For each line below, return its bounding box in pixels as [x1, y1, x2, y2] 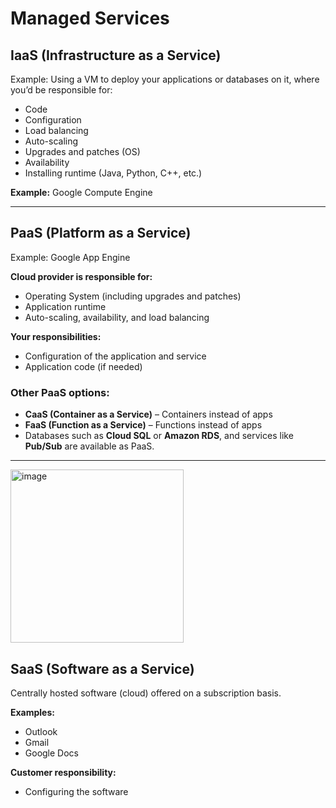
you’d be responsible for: [10, 84, 113, 96]
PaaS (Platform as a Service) [10, 225, 192, 242]
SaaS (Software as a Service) [10, 660, 195, 677]
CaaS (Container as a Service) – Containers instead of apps [24, 408, 273, 421]
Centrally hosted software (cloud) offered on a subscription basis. [10, 687, 282, 699]
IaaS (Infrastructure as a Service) [10, 47, 222, 64]
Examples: [10, 706, 55, 718]
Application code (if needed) [24, 360, 143, 372]
